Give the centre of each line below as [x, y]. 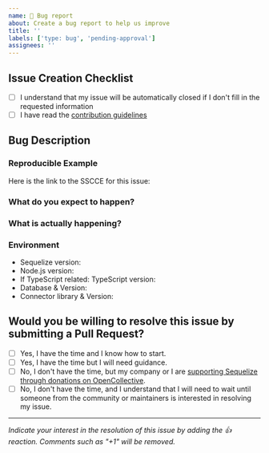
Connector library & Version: [66, 296]
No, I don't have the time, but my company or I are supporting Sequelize [139, 371]
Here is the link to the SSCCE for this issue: [79, 180]
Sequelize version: [50, 262]
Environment [34, 245]
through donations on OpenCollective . [82, 380]
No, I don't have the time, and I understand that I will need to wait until [135, 389]
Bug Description [49, 141]
